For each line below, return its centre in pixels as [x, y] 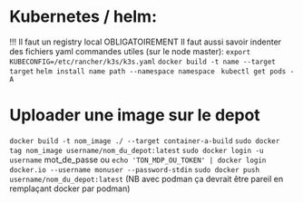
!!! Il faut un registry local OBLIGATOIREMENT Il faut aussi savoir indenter [146, 42]
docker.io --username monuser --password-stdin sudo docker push [135, 169]
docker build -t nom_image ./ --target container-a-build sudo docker [145, 141]
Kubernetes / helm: [83, 17]
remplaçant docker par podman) [70, 188]
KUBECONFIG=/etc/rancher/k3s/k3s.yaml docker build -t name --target [143, 62]
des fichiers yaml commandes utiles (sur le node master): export [130, 51]
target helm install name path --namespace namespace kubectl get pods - [152, 71]
